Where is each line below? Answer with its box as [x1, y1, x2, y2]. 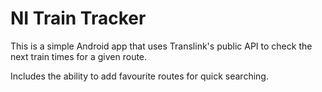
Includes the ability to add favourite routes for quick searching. [10, 70, 269, 82]
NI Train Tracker [10, 7, 147, 30]
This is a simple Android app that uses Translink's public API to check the [10, 40, 313, 52]
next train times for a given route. [10, 50, 148, 62]
